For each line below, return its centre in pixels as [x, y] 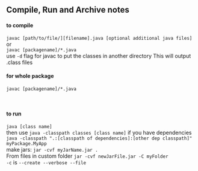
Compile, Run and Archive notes [68, 10]
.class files [20, 62]
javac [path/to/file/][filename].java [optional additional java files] [99, 38]
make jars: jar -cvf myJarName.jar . [52, 150]
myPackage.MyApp [26, 144]
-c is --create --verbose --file [46, 162]
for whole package [30, 76]
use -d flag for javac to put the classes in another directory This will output [99, 56]
